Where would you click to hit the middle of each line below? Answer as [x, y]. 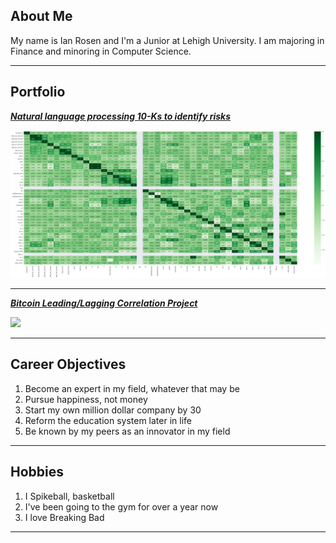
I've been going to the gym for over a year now [121, 506]
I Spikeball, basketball [69, 496]
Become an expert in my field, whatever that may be [132, 388]
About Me [41, 16]
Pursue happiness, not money [86, 399]
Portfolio [38, 92]
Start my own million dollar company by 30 [113, 410]
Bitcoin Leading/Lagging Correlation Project [104, 303]
